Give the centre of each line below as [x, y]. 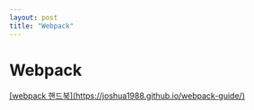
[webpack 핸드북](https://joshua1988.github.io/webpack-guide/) [127, 96]
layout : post [34, 17]
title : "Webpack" [42, 26]
